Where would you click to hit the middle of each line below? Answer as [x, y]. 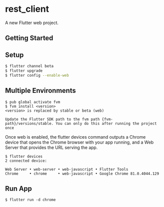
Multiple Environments [41, 91]
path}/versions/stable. [29, 123]
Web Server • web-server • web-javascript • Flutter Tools [67, 169]
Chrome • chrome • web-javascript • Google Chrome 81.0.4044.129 [82, 174]
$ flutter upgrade [24, 71]
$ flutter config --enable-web [37, 75]
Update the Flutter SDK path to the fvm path [52, 119]
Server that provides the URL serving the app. [52, 147]
